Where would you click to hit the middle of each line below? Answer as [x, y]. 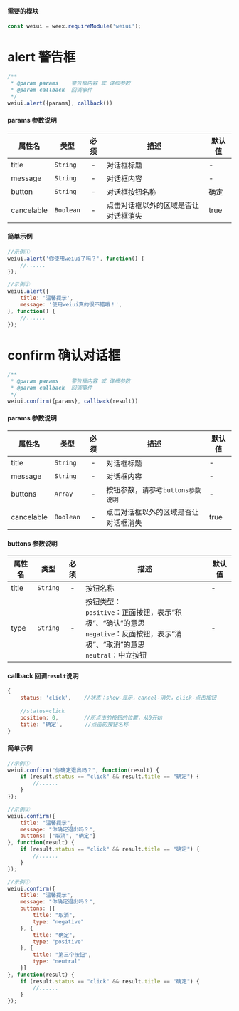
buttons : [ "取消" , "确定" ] [58, 836]
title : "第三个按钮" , [62, 955]
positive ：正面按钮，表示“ [130, 613]
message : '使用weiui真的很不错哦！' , [71, 304]
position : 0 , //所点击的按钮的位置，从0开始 [91, 717]
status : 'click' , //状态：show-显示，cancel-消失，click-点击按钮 [118, 698]
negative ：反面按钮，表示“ [130, 634]
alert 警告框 [42, 57]
